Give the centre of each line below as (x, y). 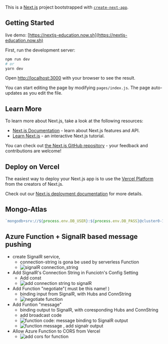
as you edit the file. (43, 93)
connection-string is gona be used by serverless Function (79, 262)
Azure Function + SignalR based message (71, 237)
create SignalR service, (36, 256)
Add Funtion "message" (37, 304)
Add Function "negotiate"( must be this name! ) (61, 288)
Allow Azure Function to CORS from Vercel (56, 331)
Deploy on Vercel (32, 166)
